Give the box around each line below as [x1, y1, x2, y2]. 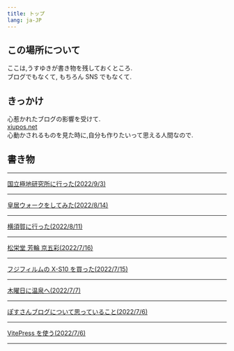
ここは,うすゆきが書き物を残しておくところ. [7, 64, 133, 72]
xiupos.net [7, 123, 38, 131]
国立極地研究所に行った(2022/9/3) [7, 179, 107, 188]
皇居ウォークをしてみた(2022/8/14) [7, 201, 109, 209]
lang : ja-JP [7, 17, 42, 24]
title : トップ [7, 10, 45, 17]
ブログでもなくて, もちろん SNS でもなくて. [7, 72, 132, 81]
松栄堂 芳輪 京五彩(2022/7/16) [7, 243, 93, 251]
